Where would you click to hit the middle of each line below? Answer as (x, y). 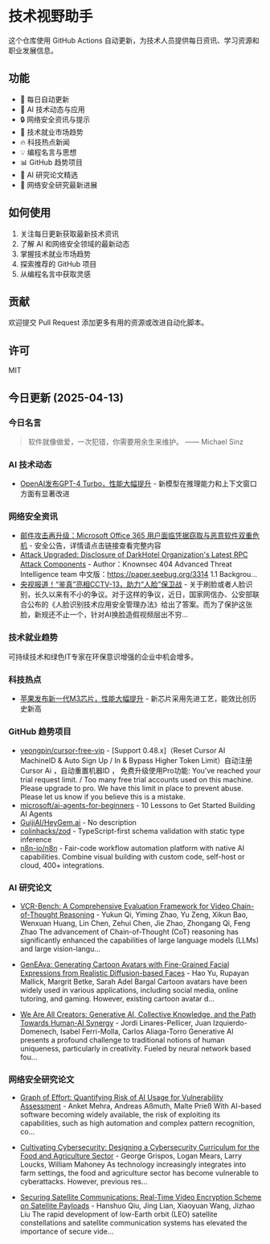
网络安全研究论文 (41, 1079)
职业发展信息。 (33, 50)
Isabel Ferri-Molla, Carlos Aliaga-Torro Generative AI (147, 1031)
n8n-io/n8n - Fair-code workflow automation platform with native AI (132, 848)
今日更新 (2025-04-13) (66, 398)
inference (36, 840)
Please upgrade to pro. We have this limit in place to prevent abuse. (131, 788)
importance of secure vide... (67, 1231)
